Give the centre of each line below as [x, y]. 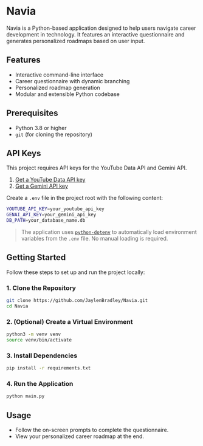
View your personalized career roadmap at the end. [80, 436]
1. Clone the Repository [41, 288]
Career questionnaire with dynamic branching [72, 81]
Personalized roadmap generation [57, 87]
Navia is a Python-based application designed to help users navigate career [101, 28]
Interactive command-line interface [59, 75]
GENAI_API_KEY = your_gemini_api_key [51, 215]
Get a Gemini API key [42, 186]
